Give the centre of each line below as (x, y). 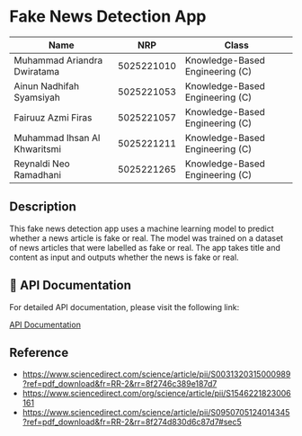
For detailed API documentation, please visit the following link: (124, 307)
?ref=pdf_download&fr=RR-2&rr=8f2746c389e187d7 (120, 384)
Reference (39, 352)
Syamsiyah (37, 97)
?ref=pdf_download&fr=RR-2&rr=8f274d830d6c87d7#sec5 (132, 422)
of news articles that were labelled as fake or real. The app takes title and (145, 247)
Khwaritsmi (37, 148)
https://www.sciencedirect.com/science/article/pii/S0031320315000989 (156, 374)
